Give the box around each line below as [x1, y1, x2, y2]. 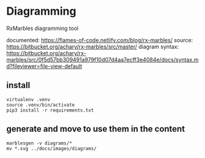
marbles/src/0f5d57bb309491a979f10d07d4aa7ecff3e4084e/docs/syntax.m [6, 56, 199, 63]
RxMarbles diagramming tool [6, 24, 79, 32]
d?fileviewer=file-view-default [6, 62, 82, 70]
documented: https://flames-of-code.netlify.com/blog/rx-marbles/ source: [6, 36, 193, 43]
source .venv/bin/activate [6, 102, 75, 108]
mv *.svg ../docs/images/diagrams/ [6, 145, 97, 151]
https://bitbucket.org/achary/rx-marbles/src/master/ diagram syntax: [6, 43, 179, 50]
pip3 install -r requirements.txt [6, 107, 95, 113]
